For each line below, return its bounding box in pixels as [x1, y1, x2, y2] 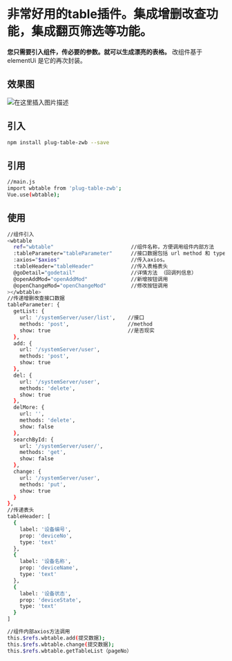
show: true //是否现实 [19, 327, 155, 334]
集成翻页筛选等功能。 [31, 23, 153, 39]
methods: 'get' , [19, 449, 67, 456]
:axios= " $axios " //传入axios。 [13, 257, 168, 264]
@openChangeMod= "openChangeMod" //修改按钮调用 [13, 282, 168, 289]
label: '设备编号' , [19, 526, 71, 533]
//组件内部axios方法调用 [7, 629, 70, 635]
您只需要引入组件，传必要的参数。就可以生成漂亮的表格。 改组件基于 [7, 48, 202, 56]
